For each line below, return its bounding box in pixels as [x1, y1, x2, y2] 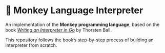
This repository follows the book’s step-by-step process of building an [5, 37, 154, 43]
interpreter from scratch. [5, 42, 57, 48]
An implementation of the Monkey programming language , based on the [5, 21, 160, 28]
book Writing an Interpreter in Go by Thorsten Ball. [5, 26, 112, 33]
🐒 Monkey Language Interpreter [5, 5, 143, 16]
